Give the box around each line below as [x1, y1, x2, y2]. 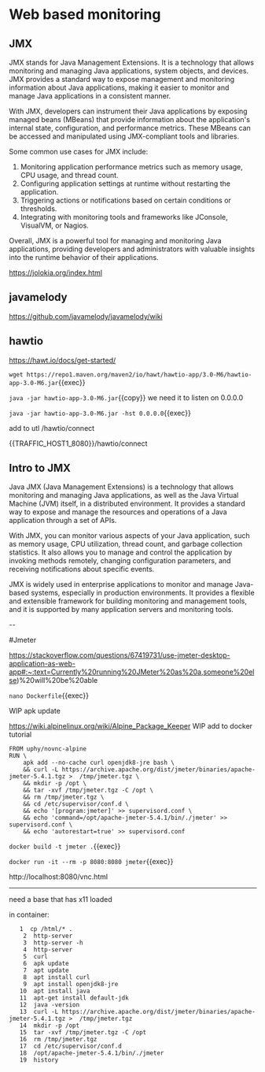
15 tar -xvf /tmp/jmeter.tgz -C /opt [19, 1029, 147, 1037]
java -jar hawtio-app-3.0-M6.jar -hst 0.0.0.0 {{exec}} [9, 408, 191, 417]
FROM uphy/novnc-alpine [9, 745, 87, 753]
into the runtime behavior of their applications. [9, 253, 160, 262]
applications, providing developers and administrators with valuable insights [9, 244, 255, 254]
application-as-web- [9, 659, 75, 669]
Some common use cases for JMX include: [9, 147, 149, 156]
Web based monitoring [9, 6, 161, 24]
